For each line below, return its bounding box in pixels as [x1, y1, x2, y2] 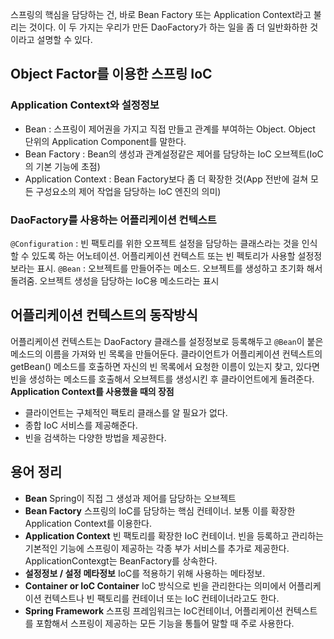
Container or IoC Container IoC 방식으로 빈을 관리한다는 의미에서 [24, 579, 287, 592]
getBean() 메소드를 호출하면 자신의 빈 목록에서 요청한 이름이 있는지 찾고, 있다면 [10, 360, 320, 372]
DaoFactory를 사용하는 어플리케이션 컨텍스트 [10, 213, 217, 227]
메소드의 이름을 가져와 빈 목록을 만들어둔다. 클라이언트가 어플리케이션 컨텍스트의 [10, 348, 323, 360]
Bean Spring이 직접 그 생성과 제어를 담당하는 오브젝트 [24, 492, 237, 504]
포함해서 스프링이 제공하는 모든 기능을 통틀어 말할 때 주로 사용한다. [35, 617, 295, 629]
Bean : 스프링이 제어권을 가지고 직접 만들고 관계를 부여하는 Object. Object [24, 123, 316, 135]
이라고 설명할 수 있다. [10, 34, 93, 45]
